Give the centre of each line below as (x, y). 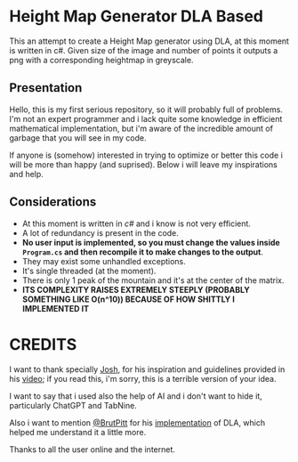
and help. (27, 174)
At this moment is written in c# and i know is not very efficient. (137, 223)
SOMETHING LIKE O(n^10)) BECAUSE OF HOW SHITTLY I (129, 299)
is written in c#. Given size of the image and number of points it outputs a (144, 50)
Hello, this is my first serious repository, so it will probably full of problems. (146, 109)
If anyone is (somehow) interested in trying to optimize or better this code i (146, 155)
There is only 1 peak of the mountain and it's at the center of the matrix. (153, 280)
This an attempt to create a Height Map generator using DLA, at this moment (149, 41)
